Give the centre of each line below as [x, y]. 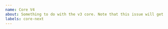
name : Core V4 [20, 10]
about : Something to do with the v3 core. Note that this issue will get [85, 14]
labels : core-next [24, 19]
